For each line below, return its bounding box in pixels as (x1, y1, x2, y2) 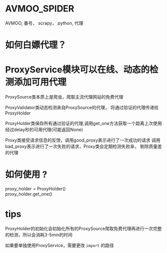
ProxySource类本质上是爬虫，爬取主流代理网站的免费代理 (5, 94, 124, 100)
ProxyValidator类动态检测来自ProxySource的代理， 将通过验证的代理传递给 (5, 105, 159, 111)
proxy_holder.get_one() (5, 191, 52, 197)
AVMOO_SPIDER (5, 3, 75, 14)
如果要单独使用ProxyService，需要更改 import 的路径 (5, 242, 114, 248)
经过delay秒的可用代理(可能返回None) (5, 126, 83, 132)
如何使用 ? (5, 169, 47, 180)
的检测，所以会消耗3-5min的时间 (5, 232, 73, 238)
